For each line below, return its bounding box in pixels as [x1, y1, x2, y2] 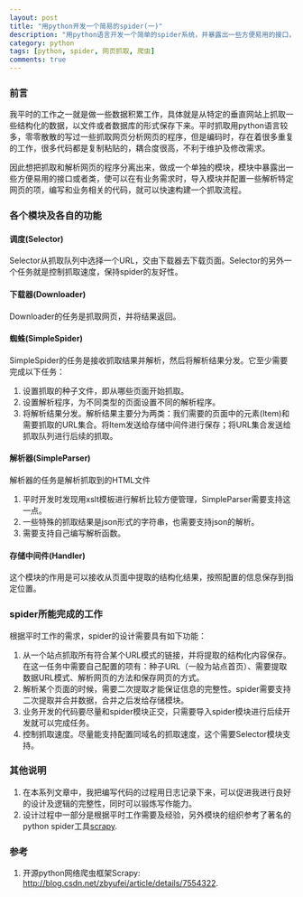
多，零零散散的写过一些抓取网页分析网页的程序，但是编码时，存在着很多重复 [9, 132, 294, 143]
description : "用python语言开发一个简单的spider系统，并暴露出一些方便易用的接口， [9, 30, 296, 39]
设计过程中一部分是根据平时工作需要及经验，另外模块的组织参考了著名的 [22, 809, 291, 820]
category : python [9, 38, 75, 48]
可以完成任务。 [38, 717, 95, 728]
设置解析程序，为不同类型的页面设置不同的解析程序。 [22, 397, 221, 407]
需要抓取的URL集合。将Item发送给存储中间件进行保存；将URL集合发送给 [22, 419, 291, 430]
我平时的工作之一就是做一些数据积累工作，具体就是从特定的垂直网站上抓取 [9, 109, 286, 120]
